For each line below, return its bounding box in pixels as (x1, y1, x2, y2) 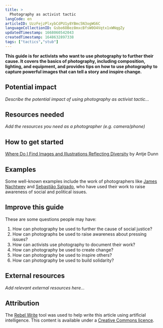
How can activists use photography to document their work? (12, 242, 135, 247)
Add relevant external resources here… (5, 285, 85, 290)
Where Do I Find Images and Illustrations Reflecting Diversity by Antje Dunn (5, 151, 159, 157)
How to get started (5, 138, 64, 146)
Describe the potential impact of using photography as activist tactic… (5, 96, 149, 102)
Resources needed (5, 110, 64, 119)
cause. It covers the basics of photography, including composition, (5, 58, 146, 64)
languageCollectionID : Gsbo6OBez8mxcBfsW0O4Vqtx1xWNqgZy (5, 26, 125, 31)
